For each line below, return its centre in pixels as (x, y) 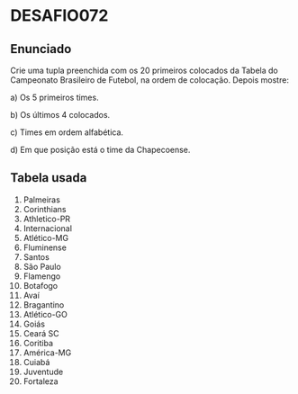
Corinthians (45, 209)
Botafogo (41, 285)
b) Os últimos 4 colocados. (60, 115)
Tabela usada (49, 178)
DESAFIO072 (59, 16)
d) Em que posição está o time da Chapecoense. (100, 150)
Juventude (43, 372)
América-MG (47, 353)
